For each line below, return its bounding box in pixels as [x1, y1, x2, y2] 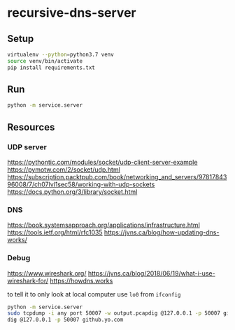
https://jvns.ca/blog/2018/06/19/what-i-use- [87, 269, 215, 277]
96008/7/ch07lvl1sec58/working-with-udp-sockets [7, 180, 155, 188]
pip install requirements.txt [7, 64, 96, 71]
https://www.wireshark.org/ [7, 269, 87, 277]
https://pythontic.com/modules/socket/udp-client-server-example [7, 158, 198, 166]
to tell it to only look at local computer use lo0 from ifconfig [7, 290, 181, 298]
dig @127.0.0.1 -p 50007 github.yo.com [7, 316, 124, 324]
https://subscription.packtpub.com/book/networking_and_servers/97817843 [7, 173, 227, 181]
